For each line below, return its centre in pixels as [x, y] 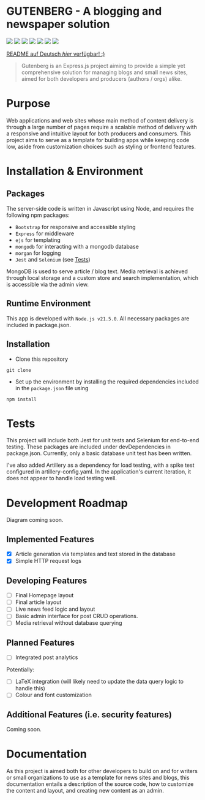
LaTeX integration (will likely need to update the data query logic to [99, 682]
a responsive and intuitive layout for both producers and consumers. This [99, 134]
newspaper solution [58, 24]
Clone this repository [42, 359]
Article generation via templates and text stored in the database [95, 554]
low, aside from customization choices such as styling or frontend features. [101, 146]
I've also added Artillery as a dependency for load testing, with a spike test [100, 465]
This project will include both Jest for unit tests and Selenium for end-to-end [103, 440]
